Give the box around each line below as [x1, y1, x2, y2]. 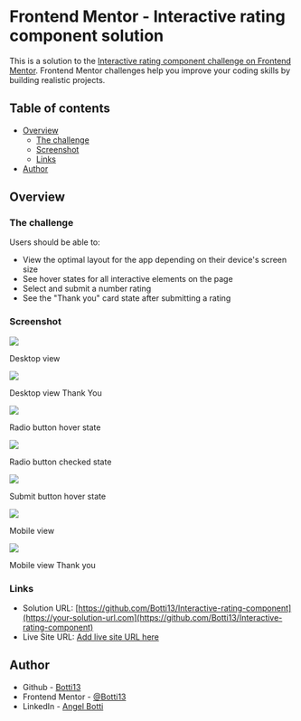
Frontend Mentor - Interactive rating [9, 6, 287, 27]
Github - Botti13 [22, 681, 81, 692]
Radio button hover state [9, 422, 101, 433]
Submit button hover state [9, 491, 107, 501]
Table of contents [9, 101, 110, 117]
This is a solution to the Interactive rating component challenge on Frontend [9, 55, 292, 66]
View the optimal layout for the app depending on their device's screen [22, 255, 287, 266]
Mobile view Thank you [9, 559, 97, 570]
